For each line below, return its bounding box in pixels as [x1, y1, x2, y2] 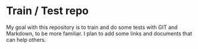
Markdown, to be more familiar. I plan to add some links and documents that [6, 30, 192, 37]
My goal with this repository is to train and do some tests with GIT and [6, 24, 178, 31]
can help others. [6, 36, 46, 43]
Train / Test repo [6, 4, 89, 18]
